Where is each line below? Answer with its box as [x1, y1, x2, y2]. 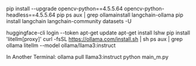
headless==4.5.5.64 [6, 11, 56, 18]
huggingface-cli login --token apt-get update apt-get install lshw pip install [6, 29, 190, 36]
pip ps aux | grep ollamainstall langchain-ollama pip [56, 11, 183, 18]
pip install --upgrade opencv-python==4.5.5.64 [6, 5, 123, 12]
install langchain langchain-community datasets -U [6, 18, 132, 24]
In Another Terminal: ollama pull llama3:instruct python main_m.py [6, 54, 169, 60]
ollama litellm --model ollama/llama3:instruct [6, 42, 116, 49]
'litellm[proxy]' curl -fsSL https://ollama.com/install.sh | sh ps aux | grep [6, 36, 183, 42]
